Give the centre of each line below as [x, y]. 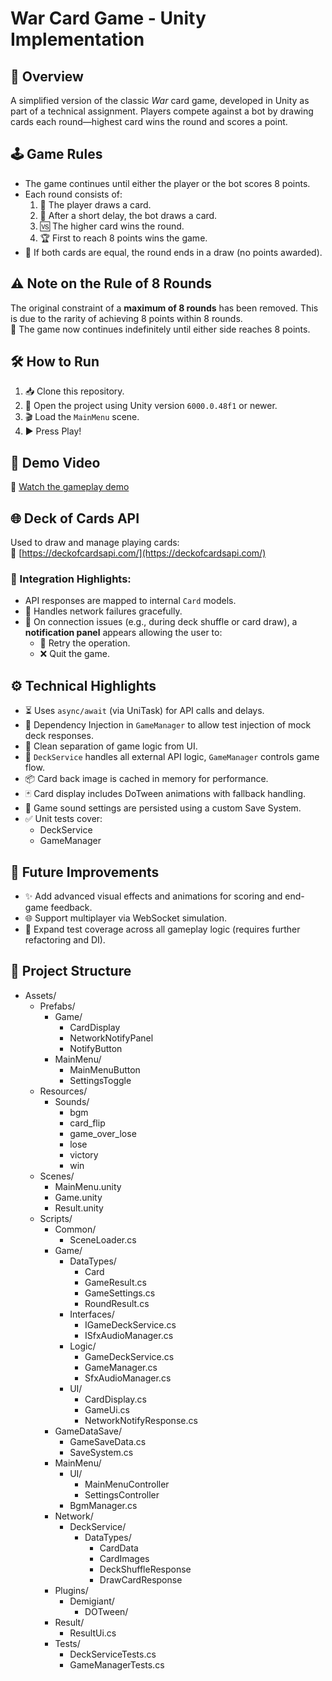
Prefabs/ [57, 1006]
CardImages [124, 1558]
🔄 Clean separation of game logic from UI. [111, 746]
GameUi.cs [107, 1409]
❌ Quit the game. [74, 654]
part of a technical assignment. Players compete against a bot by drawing [162, 111]
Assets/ [40, 995]
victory [84, 1154]
